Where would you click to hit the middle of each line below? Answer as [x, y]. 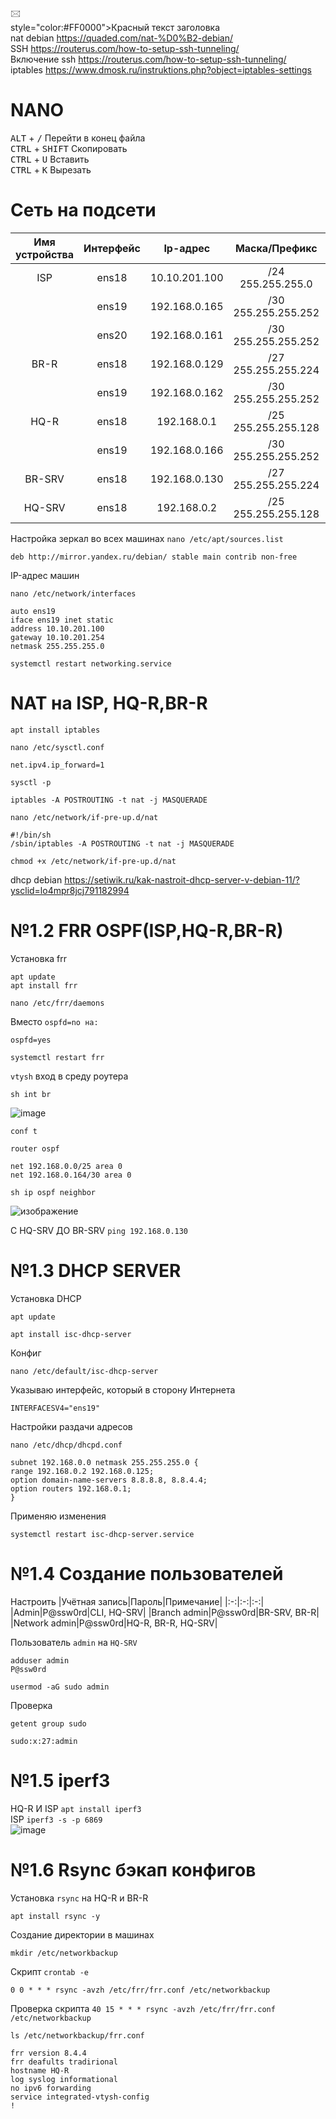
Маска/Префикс [276, 248]
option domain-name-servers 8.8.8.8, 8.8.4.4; [109, 1480]
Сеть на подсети [83, 210]
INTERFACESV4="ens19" [55, 1408]
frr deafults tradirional [64, 2062]
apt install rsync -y [55, 1916]
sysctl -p [31, 782]
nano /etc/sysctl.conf [57, 747]
